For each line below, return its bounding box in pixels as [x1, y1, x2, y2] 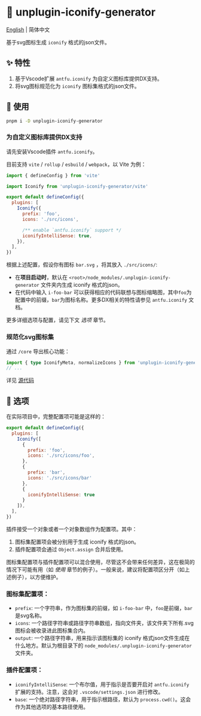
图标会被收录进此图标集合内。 [14, 627, 89, 634]
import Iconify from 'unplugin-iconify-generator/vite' [6, 183, 148, 189]
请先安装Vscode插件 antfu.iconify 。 [6, 148, 98, 155]
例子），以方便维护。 [11, 573, 62, 580]
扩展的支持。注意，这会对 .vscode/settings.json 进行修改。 [14, 688, 164, 695]
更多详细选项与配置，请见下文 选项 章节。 [6, 317, 109, 324]
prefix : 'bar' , [28, 469, 66, 475]
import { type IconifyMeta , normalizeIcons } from [6, 359, 135, 366]
